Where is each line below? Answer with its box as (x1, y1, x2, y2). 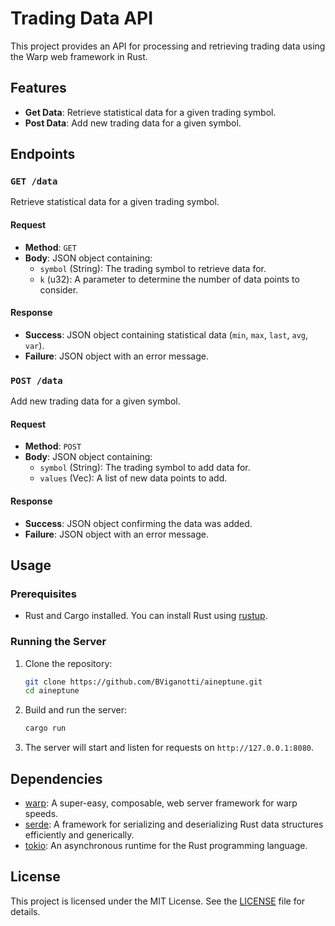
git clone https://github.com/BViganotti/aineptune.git (24, 677, 263, 687)
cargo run (24, 723, 67, 734)
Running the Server (10, 635, 107, 649)
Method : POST (24, 440, 82, 452)
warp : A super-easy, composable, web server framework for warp (24, 797, 298, 809)
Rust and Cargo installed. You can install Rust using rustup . (24, 610, 268, 622)
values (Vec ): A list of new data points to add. (39, 472, 228, 484)
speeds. (24, 807, 59, 819)
